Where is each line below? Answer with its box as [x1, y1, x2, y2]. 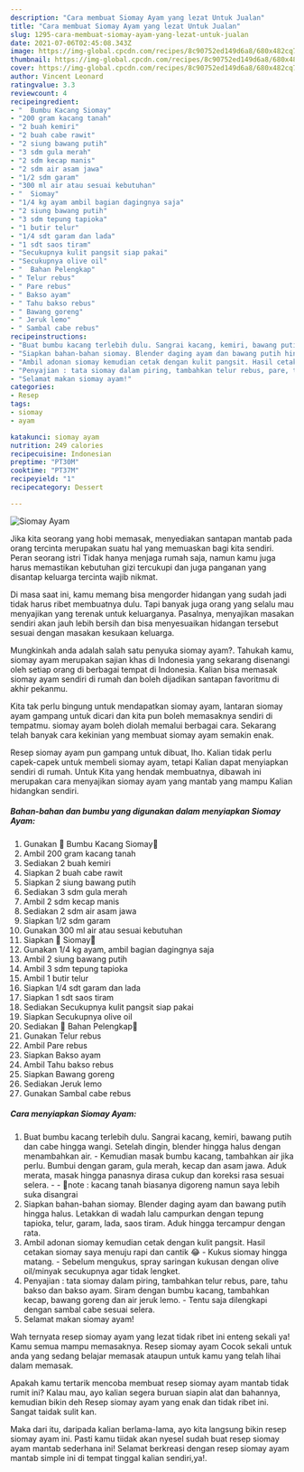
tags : [10, 399, 31, 409]
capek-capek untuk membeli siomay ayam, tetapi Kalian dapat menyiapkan [10, 756, 289, 768]
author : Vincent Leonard [10, 72, 104, 81]
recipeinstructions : [10, 332, 88, 341]
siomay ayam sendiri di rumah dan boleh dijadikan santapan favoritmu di [10, 674, 280, 685]
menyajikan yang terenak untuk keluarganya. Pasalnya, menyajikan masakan [10, 608, 295, 619]
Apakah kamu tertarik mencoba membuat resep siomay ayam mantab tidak [10, 1377, 290, 1388]
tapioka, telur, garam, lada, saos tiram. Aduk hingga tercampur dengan [23, 1217, 286, 1228]
